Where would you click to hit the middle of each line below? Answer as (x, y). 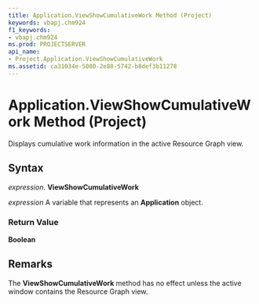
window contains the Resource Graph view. (78, 291)
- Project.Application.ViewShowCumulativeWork (86, 60)
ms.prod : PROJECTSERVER (47, 45)
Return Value (33, 223)
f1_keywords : (29, 30)
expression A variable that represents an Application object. (106, 202)
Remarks (31, 264)
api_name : (24, 52)
